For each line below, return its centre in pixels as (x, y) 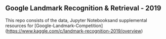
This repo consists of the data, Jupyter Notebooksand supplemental (76, 20)
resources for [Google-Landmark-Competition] (54, 25)
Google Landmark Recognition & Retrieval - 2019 (83, 8)
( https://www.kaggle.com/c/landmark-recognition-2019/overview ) (74, 31)
